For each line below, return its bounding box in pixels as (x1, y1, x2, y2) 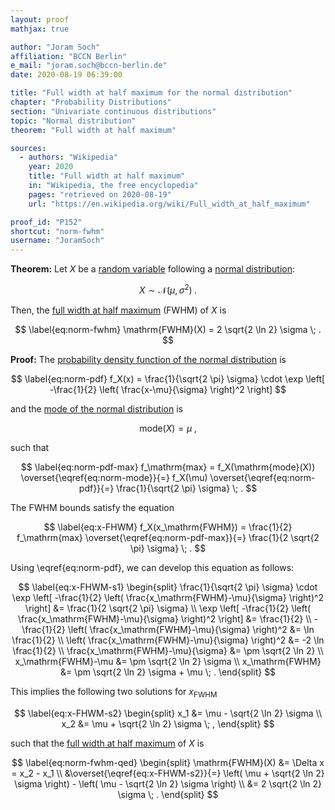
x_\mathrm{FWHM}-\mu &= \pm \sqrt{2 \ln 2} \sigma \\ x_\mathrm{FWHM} (14, 655, 322, 667)
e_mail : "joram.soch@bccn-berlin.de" (10, 61, 168, 71)
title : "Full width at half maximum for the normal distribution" (10, 88, 293, 98)
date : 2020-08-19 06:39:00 (10, 70, 123, 80)
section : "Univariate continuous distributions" (10, 106, 217, 116)
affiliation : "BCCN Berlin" (10, 51, 128, 61)
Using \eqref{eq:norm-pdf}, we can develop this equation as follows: (10, 561, 295, 573)
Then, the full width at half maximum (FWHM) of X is (10, 304, 227, 316)
